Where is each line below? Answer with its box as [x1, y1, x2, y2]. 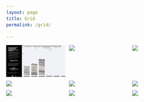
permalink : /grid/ [6, 22, 51, 28]
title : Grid [6, 15, 35, 22]
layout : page [6, 9, 38, 15]
